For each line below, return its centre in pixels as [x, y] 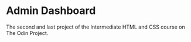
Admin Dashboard [51, 11]
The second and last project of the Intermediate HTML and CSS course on [96, 27]
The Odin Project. [27, 33]
